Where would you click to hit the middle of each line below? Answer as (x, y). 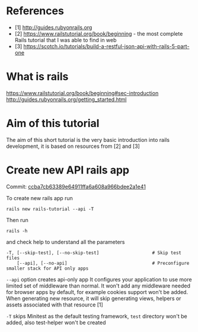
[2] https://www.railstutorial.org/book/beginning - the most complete (99, 33)
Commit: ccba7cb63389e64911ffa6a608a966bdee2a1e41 (76, 186)
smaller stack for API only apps (47, 268)
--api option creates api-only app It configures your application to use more (99, 279)
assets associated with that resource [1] (55, 305)
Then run (17, 220)
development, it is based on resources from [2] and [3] (73, 146)
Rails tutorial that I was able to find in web (66, 40)
